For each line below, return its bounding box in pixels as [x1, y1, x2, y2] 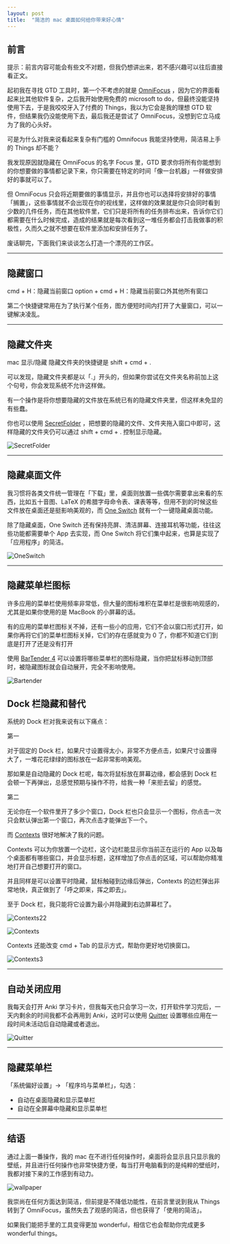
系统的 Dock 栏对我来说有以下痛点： [7, 717, 110, 726]
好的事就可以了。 [7, 176, 55, 184]
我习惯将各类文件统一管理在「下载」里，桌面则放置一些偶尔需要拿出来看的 [7, 489, 217, 497]
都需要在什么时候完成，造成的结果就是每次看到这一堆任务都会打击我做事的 [7, 216, 217, 224]
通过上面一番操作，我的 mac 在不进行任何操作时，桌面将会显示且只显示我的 [7, 1152, 220, 1160]
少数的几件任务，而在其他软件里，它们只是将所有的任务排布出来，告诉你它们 [7, 207, 223, 216]
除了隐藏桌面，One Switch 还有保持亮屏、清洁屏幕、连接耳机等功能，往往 [7, 520, 216, 529]
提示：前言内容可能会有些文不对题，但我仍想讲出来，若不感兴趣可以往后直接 [7, 63, 223, 71]
